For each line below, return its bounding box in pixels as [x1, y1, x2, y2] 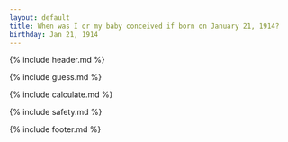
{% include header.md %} [9, 55, 105, 66]
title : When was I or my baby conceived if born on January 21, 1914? [9, 22, 280, 31]
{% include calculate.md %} [9, 89, 113, 100]
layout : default [9, 13, 70, 22]
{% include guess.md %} [9, 72, 102, 83]
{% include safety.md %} [9, 107, 103, 118]
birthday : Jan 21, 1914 [9, 30, 99, 39]
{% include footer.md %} [9, 124, 102, 135]
